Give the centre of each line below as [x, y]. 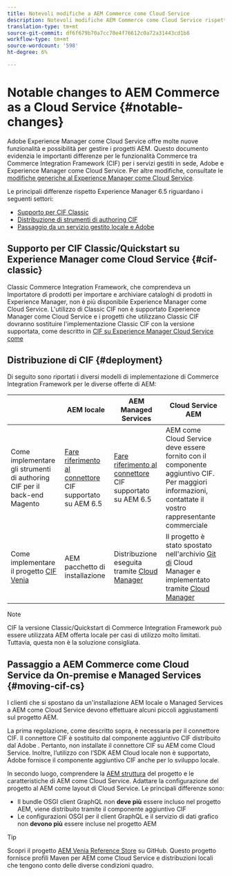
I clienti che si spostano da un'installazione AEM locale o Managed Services [115, 703]
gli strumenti [31, 470]
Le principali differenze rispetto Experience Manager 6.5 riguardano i [105, 191]
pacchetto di [85, 567]
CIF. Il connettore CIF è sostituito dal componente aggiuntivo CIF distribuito [114, 738]
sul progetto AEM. [33, 717]
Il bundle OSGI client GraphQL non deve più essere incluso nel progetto [119, 802]
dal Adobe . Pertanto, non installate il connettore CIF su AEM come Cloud [111, 746]
